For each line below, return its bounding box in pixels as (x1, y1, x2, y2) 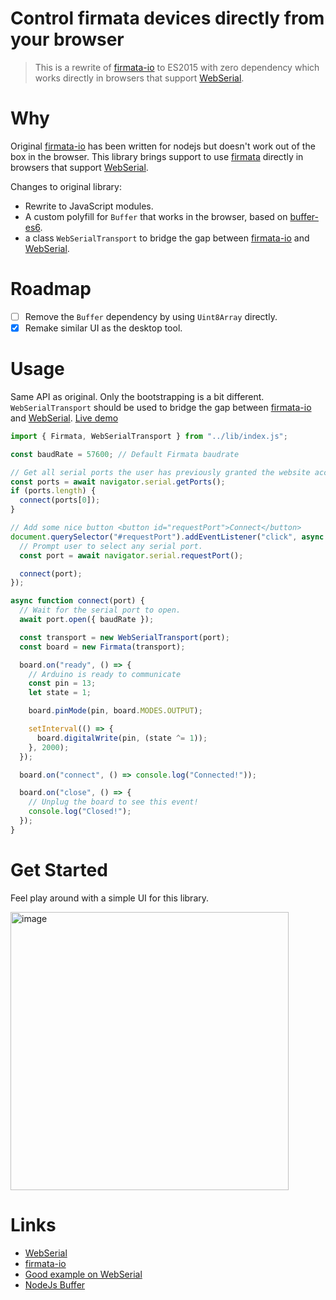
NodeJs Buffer (24, 1278, 86, 1291)
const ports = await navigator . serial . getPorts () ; (10, 477, 226, 487)
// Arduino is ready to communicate (28, 669, 182, 679)
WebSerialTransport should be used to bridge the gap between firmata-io (10, 401, 312, 413)
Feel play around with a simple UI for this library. (10, 892, 210, 904)
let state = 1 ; (28, 688, 92, 698)
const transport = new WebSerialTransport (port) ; (19, 632, 230, 642)
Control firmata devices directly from (10, 7, 325, 30)
